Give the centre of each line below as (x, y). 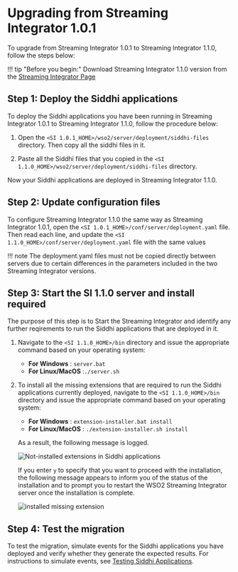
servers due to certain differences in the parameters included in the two (113, 263)
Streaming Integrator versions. (52, 270)
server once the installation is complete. (76, 493)
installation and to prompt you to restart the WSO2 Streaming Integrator (122, 485)
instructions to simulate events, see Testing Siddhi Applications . (101, 561)
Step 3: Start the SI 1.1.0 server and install (101, 293)
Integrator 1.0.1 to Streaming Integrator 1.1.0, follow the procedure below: (113, 123)
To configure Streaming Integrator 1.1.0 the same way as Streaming (105, 219)
